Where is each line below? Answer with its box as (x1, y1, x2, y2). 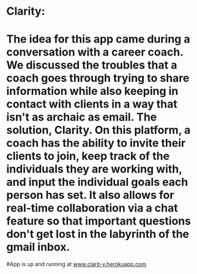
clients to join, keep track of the (6, 149, 170, 163)
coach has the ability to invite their (6, 136, 186, 150)
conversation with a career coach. (6, 45, 184, 59)
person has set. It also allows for (6, 188, 174, 202)
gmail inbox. (6, 240, 70, 254)
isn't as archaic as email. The (6, 110, 157, 124)
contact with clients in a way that (6, 97, 177, 111)
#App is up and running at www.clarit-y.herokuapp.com (6, 261, 147, 268)
